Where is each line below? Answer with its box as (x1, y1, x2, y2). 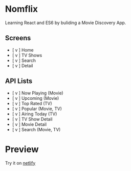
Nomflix (5, 3, 38, 15)
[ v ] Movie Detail (12, 121, 47, 127)
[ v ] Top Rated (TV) (12, 100, 52, 106)
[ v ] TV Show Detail (12, 116, 53, 122)
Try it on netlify (5, 160, 36, 166)
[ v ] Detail (12, 62, 33, 68)
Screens (5, 34, 31, 42)
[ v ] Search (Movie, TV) (12, 126, 61, 132)
